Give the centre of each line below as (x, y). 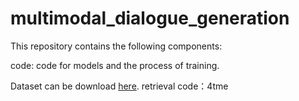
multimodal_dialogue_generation (150, 18)
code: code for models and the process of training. (115, 65)
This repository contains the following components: (116, 46)
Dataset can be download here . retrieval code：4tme (119, 86)
